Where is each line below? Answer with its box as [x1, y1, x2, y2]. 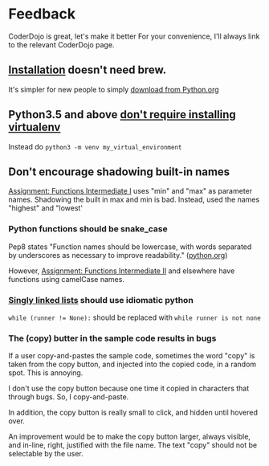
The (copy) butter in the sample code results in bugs [8, 333, 217, 344]
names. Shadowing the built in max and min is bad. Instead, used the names [8, 194, 260, 205]
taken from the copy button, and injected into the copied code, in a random [8, 359, 257, 370]
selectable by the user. [8, 449, 84, 459]
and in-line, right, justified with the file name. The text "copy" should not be [8, 440, 258, 450]
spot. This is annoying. [8, 368, 84, 378]
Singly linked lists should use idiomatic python [8, 294, 194, 305]
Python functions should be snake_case [8, 223, 169, 235]
